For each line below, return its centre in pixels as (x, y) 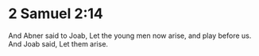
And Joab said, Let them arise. (58, 43)
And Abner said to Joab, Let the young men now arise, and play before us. (130, 35)
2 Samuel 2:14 (56, 14)
